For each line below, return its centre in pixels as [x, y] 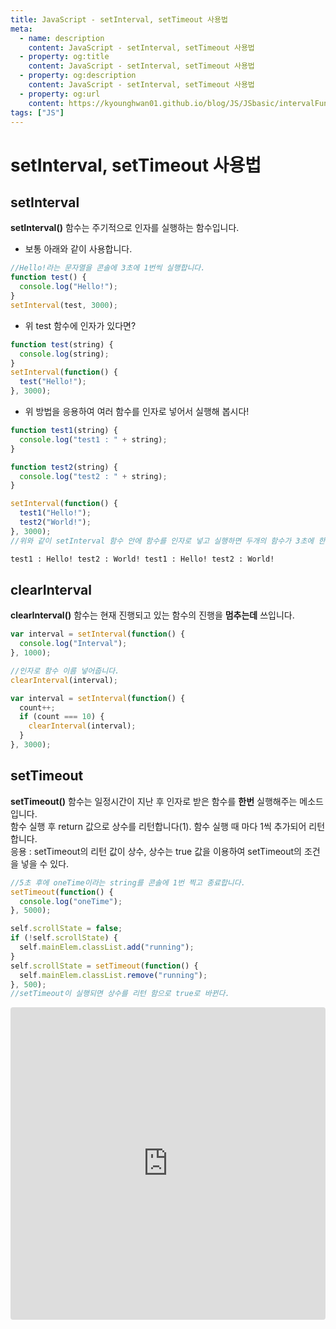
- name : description [62, 38]
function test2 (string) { [64, 467]
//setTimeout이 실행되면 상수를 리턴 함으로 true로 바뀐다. [120, 994]
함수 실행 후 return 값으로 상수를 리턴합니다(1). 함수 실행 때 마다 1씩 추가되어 [158, 826]
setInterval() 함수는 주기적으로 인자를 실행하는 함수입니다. [125, 228]
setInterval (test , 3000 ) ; [64, 305]
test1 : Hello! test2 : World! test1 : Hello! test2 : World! [142, 559]
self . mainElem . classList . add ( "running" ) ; [107, 947]
